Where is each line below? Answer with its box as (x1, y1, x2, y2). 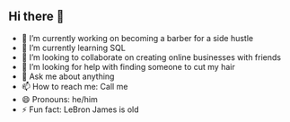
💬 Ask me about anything (21, 71, 115, 82)
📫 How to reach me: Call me (21, 81, 128, 91)
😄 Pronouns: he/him (21, 93, 98, 104)
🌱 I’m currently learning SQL (21, 42, 127, 53)
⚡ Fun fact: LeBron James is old (21, 104, 140, 115)
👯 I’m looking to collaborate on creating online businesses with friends (21, 51, 282, 63)
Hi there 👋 (8, 9, 65, 24)
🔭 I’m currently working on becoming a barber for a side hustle (21, 32, 253, 43)
